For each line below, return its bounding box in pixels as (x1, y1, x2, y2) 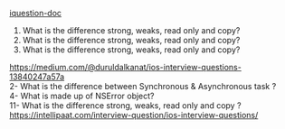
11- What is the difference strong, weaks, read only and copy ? (9, 100, 242, 111)
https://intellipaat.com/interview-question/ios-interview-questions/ (9, 110, 259, 120)
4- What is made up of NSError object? (9, 90, 156, 101)
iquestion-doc (9, 8, 62, 18)
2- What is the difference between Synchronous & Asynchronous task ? (9, 81, 277, 91)
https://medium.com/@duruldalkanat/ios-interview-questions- (9, 62, 242, 72)
